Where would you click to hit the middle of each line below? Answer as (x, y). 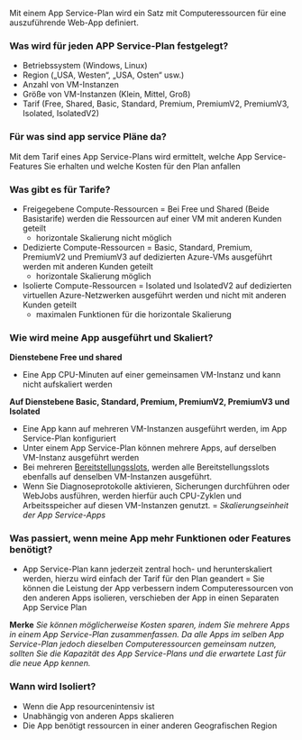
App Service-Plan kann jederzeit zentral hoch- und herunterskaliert (147, 569)
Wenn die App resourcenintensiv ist (88, 706)
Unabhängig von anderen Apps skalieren (98, 716)
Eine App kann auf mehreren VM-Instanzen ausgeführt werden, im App (154, 429)
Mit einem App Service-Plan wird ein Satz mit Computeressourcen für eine (148, 13)
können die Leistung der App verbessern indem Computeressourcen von (158, 589)
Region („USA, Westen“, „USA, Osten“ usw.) (103, 75)
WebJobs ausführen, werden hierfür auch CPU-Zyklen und (132, 496)
